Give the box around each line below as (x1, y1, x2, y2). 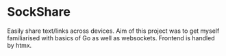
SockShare (7, 4, 71, 20)
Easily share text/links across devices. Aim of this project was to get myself (7, 27, 220, 35)
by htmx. (7, 41, 32, 49)
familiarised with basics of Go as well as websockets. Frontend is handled (7, 33, 215, 42)
